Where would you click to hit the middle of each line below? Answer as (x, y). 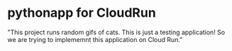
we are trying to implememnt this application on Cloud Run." (95, 39)
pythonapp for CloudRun (82, 13)
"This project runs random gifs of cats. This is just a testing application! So (116, 32)
